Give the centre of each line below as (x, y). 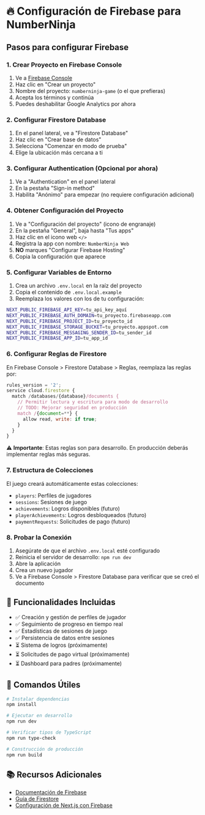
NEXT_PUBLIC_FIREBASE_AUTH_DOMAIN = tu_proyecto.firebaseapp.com (89, 315)
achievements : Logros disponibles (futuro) (68, 508)
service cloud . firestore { (41, 391)
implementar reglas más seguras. (48, 455)
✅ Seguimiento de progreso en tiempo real (69, 624)
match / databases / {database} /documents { (65, 396)
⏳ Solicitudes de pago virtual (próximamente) (72, 654)
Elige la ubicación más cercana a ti (59, 153)
